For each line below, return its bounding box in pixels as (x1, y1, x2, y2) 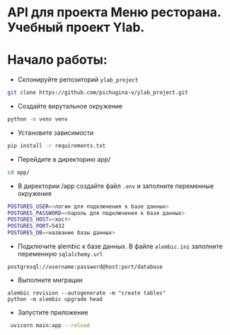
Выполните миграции (17, 276, 83, 284)
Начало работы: (7, 52, 108, 68)
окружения (17, 189, 52, 197)
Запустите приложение (17, 308, 88, 317)
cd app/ (7, 168, 30, 176)
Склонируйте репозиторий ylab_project (17, 75, 139, 84)
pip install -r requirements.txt (7, 142, 106, 149)
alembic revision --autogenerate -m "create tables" (7, 290, 166, 297)
